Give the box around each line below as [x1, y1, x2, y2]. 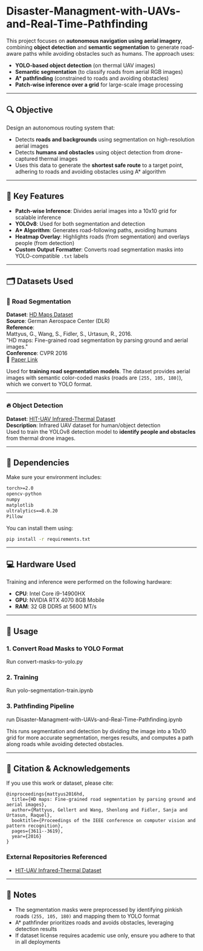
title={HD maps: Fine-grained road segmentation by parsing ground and [11, 797, 196, 803]
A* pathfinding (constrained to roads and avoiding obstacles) [14, 74, 169, 82]
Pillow [6, 513, 23, 520]
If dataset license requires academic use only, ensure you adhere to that [14, 932, 195, 939]
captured [14, 155, 38, 162]
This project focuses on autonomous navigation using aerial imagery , [6, 37, 183, 44]
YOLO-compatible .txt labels [14, 252, 89, 260]
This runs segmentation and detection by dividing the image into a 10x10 [6, 727, 186, 734]
